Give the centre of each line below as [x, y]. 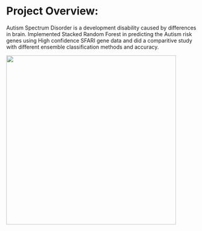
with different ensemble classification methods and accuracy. [83, 47]
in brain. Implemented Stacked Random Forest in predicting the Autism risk [99, 34]
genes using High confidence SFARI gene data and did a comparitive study [99, 40]
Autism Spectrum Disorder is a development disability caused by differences [101, 28]
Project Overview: [52, 11]
